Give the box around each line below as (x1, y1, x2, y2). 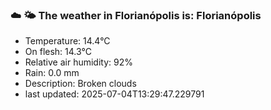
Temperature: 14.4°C (24, 35, 111, 47)
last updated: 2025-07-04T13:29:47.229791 (24, 88, 205, 100)
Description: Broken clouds (24, 78, 137, 90)
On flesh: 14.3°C (24, 46, 92, 58)
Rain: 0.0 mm (24, 67, 80, 79)
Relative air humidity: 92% (24, 56, 133, 68)
